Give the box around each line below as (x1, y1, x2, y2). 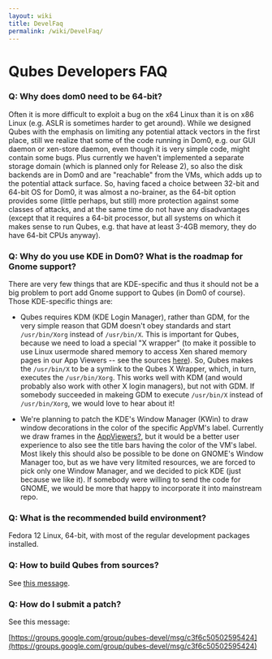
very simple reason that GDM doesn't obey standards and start (19, 321, 231, 331)
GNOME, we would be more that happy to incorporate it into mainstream (19, 483, 262, 493)
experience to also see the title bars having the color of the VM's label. (19, 440, 257, 450)
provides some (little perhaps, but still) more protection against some (8, 196, 240, 206)
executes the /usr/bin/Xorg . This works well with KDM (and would (19, 373, 243, 383)
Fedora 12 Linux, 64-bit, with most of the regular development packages (8, 531, 250, 540)
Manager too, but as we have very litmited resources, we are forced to (19, 457, 256, 467)
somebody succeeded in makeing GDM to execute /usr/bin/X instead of (19, 390, 264, 400)
